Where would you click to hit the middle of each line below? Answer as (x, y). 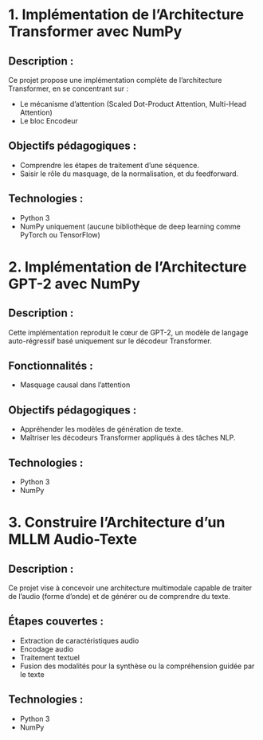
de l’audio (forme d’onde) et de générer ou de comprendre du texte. (120, 597)
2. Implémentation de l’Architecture (128, 266)
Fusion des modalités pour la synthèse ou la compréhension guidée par (137, 666)
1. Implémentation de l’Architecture (126, 15)
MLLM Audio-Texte (73, 540)
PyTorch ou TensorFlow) (60, 235)
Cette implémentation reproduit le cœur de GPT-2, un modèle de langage (128, 332)
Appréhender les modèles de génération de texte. (101, 429)
